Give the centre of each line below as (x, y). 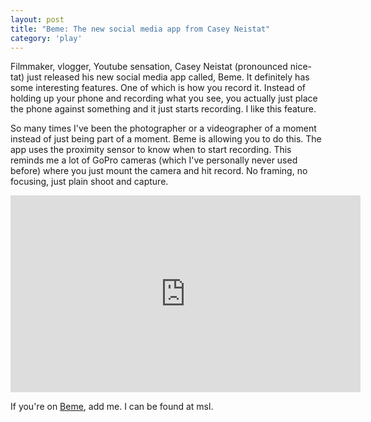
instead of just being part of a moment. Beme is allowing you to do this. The (166, 139)
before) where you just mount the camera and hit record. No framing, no (159, 171)
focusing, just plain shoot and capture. (89, 182)
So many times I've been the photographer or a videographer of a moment (163, 128)
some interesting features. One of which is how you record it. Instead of (158, 88)
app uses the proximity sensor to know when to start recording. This (151, 150)
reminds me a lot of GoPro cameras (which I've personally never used (154, 160)
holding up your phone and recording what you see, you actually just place (164, 98)
